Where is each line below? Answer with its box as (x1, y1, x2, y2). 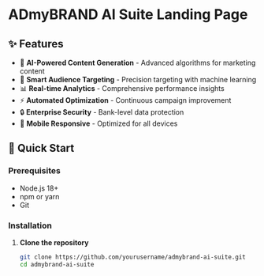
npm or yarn (19, 191, 60, 201)
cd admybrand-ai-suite (19, 260, 95, 268)
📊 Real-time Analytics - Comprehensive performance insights (19, 84, 225, 93)
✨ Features (8, 37, 64, 51)
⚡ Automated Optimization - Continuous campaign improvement (19, 96, 232, 104)
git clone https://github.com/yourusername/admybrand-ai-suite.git (19, 253, 246, 261)
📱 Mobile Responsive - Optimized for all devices (19, 119, 178, 128)
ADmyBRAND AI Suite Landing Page (8, 6, 248, 24)
